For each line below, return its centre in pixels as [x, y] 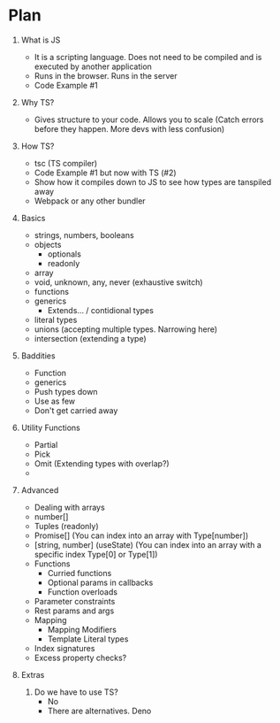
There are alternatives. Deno [99, 711]
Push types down [66, 391]
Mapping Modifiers [82, 629]
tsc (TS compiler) [66, 163]
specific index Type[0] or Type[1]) [96, 554]
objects [48, 244]
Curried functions [79, 573]
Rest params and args [74, 611]
